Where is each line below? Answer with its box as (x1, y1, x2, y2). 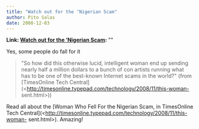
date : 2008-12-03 (6, 20, 50, 26)
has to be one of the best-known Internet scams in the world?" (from (21, 73, 192, 80)
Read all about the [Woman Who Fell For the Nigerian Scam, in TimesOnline (6, 103, 194, 110)
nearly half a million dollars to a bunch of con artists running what (21, 66, 185, 73)
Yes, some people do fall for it (6, 48, 81, 55)
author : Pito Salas (6, 14, 55, 20)
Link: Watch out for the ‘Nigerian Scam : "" (6, 37, 113, 44)
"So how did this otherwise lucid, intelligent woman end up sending (21, 59, 189, 67)
